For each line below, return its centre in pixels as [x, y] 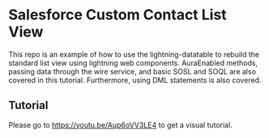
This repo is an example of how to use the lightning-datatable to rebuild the [134, 54]
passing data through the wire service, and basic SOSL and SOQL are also [132, 71]
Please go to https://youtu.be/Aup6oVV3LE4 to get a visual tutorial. [120, 125]
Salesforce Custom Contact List [117, 15]
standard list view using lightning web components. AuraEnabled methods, [133, 63]
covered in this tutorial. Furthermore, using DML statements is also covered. [135, 80]
